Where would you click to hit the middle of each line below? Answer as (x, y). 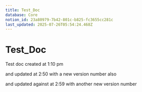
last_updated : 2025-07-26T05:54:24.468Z (49, 24)
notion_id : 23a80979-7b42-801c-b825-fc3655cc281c (59, 20)
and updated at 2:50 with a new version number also (61, 74)
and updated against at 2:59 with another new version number (71, 84)
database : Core (22, 15)
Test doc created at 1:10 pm (34, 64)
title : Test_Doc (23, 10)
